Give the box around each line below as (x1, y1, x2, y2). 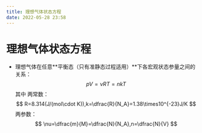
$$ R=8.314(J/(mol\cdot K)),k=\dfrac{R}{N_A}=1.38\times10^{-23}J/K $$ (16, 101, 197, 108)
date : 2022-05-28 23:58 (6, 14, 67, 20)
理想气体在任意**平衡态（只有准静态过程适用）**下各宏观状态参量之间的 (15, 63, 195, 70)
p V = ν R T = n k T (86, 81, 126, 88)
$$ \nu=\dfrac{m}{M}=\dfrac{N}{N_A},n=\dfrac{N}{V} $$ (34, 120, 178, 128)
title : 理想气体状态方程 (6, 8, 62, 15)
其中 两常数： (15, 91, 49, 98)
